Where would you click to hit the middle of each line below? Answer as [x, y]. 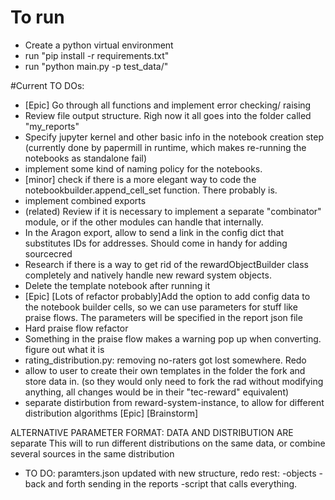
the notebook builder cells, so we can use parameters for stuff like [161, 307]
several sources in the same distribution [92, 453]
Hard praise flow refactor [76, 328]
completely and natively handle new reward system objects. [148, 275]
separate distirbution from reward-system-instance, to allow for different [174, 402]
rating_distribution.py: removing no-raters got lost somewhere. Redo [165, 360]
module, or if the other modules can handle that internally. [144, 222]
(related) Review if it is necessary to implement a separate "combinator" [173, 211]
